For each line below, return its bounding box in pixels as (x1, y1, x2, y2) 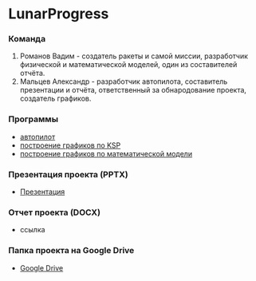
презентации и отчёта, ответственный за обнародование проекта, (19, 85, 247, 95)
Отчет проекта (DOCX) (8, 207, 101, 218)
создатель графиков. (19, 93, 92, 104)
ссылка (19, 225, 45, 235)
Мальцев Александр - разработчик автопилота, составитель (19, 77, 228, 86)
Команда (8, 34, 46, 45)
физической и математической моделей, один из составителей (19, 60, 238, 69)
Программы (8, 113, 58, 125)
